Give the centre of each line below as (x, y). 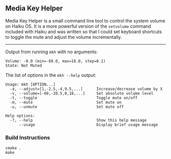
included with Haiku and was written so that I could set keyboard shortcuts (83, 31)
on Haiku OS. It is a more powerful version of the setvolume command (78, 26)
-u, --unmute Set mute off (67, 107)
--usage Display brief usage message (88, 125)
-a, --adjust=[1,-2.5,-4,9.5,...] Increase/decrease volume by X (86, 89)
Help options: (20, 116)
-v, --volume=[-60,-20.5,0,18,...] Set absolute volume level (82, 93)
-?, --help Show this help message (78, 120)
